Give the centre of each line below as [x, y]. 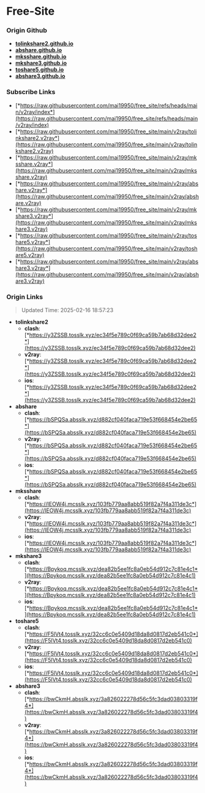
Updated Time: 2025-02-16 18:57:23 [67, 310]
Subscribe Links [31, 92]
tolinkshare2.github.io [44, 43]
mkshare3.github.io [41, 63]
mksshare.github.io [41, 57]
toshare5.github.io [39, 70]
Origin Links [25, 297]
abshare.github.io [39, 50]
